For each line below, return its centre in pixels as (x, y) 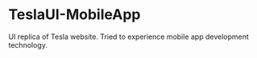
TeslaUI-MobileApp (75, 15)
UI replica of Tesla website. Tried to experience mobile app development (129, 37)
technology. (28, 44)
